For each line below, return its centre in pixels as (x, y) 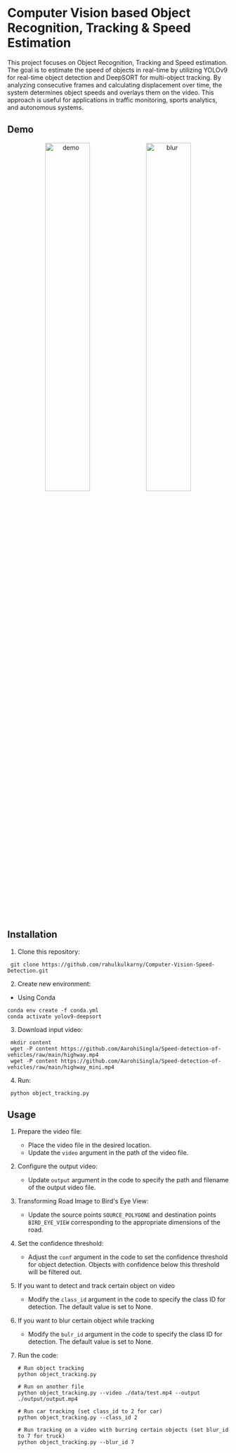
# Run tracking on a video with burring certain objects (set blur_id (123, 1430)
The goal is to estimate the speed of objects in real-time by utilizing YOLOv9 (118, 70)
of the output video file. (62, 1188)
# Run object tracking (51, 1368)
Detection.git (28, 971)
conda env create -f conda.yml (53, 1010)
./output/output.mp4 (47, 1399)
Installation (32, 934)
